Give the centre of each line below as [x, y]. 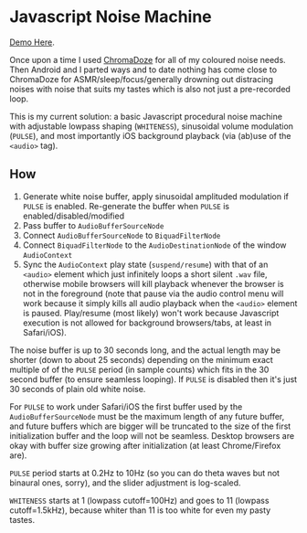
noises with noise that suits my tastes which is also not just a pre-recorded [150, 89]
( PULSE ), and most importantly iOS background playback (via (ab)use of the [150, 135]
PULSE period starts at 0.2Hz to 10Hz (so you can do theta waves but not [145, 473]
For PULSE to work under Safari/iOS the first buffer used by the [126, 406]
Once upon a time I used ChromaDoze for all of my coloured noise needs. [148, 59]
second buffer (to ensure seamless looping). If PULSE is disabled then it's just [153, 379]
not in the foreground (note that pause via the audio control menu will [153, 293]
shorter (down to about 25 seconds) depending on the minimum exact [142, 359]
